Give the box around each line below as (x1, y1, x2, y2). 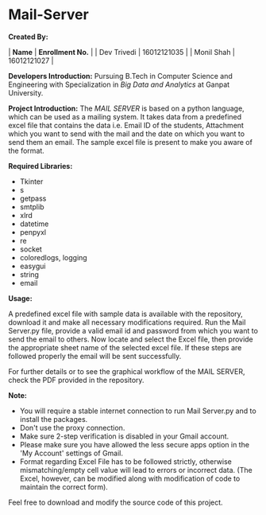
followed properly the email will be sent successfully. (8, 351, 182, 361)
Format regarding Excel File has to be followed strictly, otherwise (19, 456, 232, 466)
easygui (19, 261, 46, 271)
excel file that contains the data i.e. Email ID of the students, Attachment (8, 120, 245, 130)
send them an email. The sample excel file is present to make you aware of (8, 137, 253, 146)
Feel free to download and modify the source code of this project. (8, 497, 224, 507)
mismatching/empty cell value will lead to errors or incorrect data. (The (19, 465, 253, 474)
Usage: (8, 293, 33, 303)
